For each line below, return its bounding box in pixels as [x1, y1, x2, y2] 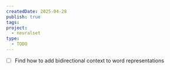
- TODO [11, 41, 28, 47]
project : [6, 24, 28, 31]
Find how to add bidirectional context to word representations [14, 57, 165, 64]
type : [6, 36, 19, 41]
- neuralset [11, 30, 41, 36]
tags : [6, 19, 19, 25]
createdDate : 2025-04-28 [6, 8, 67, 15]
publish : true [6, 14, 41, 20]
